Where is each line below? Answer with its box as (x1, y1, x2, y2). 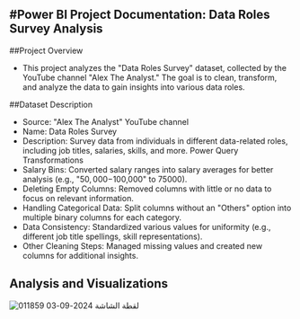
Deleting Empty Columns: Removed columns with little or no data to (22, 183, 272, 194)
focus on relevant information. (22, 192, 135, 203)
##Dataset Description (9, 99, 93, 110)
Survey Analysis (9, 22, 103, 37)
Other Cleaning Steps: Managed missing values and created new (22, 240, 263, 251)
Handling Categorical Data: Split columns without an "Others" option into (22, 202, 292, 213)
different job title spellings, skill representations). (22, 231, 203, 242)
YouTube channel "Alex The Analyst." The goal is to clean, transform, (22, 72, 278, 83)
